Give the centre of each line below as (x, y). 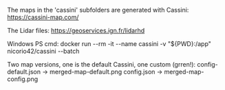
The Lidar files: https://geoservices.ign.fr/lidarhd (76, 31)
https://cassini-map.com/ (43, 17)
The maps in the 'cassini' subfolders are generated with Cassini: (98, 10)
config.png (23, 79)
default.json (24, 72)
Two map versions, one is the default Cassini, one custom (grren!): (101, 64)
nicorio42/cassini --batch (43, 51)
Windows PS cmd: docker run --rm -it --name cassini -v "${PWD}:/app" (109, 44)
